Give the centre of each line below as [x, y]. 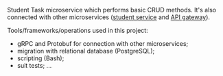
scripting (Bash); [40, 58]
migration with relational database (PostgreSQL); [86, 51]
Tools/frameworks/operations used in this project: [78, 30]
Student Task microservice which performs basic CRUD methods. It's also [112, 10]
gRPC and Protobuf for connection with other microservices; [103, 43]
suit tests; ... [34, 65]
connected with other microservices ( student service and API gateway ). [109, 17]
